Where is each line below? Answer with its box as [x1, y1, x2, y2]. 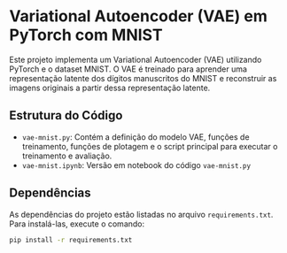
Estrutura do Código [9, 108, 123, 123]
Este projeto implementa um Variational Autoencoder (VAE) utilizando [9, 54, 262, 65]
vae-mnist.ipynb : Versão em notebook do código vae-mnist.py [21, 159, 251, 170]
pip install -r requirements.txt [9, 235, 133, 244]
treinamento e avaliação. [21, 150, 112, 161]
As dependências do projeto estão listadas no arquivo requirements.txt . [9, 209, 274, 219]
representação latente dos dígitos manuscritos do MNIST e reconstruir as [9, 73, 277, 83]
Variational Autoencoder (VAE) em [9, 6, 268, 27]
